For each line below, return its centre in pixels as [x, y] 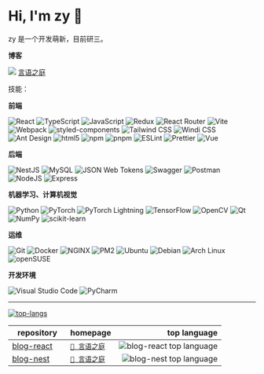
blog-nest [31, 358]
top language [192, 332]
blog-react [33, 346]
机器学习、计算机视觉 [42, 194]
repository [37, 332]
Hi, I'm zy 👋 [46, 16]
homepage [91, 332]
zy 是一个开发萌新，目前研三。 [58, 38]
